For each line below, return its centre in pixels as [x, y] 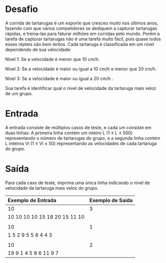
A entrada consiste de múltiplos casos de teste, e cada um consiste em [79, 127]
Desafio [22, 9]
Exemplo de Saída [111, 200]
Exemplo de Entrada [32, 200]
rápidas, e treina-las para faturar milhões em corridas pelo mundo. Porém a [83, 33]
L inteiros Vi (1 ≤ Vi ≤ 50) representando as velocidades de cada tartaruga [81, 143]
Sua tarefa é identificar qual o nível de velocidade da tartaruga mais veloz [81, 88]
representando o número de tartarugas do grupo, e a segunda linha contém [83, 138]
